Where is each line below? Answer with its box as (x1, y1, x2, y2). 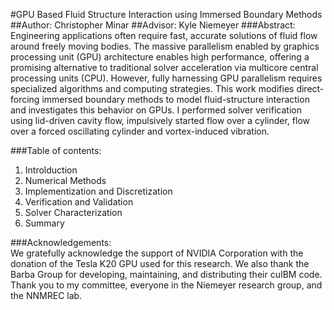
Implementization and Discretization (24, 185, 173, 197)
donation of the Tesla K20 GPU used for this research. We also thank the (10, 258, 310, 269)
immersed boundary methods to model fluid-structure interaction (41, 94, 310, 105)
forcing (10, 94, 40, 105)
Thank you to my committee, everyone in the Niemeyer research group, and (10, 279, 323, 291)
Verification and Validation (24, 196, 134, 208)
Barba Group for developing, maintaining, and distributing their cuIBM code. (10, 269, 323, 280)
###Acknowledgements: (10, 237, 112, 248)
